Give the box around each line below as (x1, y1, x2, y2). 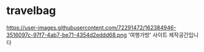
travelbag (6, 4, 56, 18)
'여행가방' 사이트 (128, 31, 168, 39)
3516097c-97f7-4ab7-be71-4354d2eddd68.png (6, 31, 127, 39)
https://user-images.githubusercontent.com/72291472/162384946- (6, 24, 177, 31)
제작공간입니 (169, 31, 199, 39)
